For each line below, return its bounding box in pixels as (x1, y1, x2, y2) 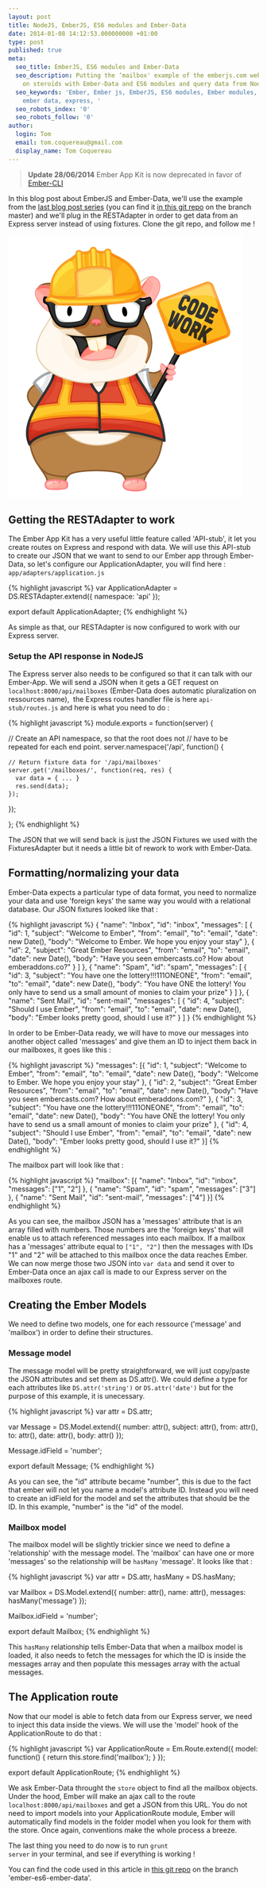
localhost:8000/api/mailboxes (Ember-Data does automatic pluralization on (8, 686, 257, 695)
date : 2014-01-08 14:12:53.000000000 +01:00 (8, 29, 158, 37)
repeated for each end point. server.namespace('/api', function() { (8, 741, 224, 751)
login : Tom (15, 130, 52, 138)
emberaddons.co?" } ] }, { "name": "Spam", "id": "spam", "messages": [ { (8, 962, 247, 971)
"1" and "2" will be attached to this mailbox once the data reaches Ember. (8, 1250, 248, 1260)
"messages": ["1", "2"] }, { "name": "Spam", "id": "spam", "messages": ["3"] (8, 1184, 256, 1194)
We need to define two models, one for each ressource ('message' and (8, 1319, 242, 1329)
